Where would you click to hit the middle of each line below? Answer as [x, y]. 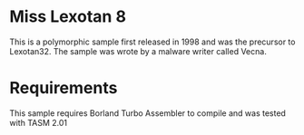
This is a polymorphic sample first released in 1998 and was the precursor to [152, 42]
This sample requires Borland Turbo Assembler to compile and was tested [147, 113]
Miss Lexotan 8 [68, 17]
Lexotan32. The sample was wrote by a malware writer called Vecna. [138, 51]
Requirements [64, 88]
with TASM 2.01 [39, 122]
